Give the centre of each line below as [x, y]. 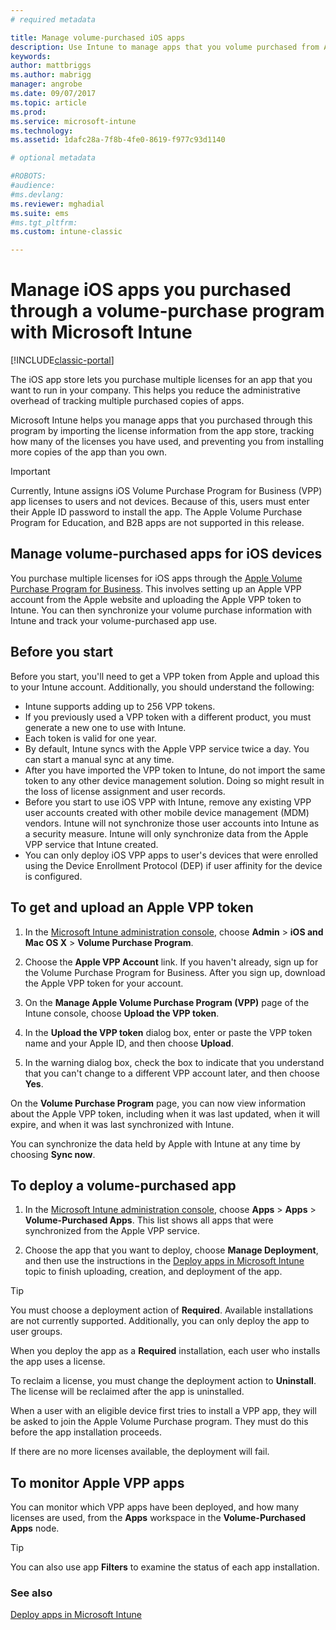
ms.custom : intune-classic [66, 232]
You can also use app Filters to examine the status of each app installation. [165, 1567]
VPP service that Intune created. [91, 844]
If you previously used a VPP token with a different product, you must [168, 717]
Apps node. [35, 1528]
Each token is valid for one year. [90, 738]
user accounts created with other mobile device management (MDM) [167, 812]
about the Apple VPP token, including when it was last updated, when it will [165, 1113]
